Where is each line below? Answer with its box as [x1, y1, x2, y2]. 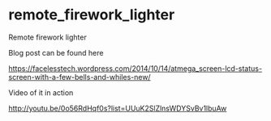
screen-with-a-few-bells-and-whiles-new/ [8, 72, 152, 81]
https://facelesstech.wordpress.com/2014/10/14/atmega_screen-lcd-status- [8, 63, 262, 73]
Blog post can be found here [8, 48, 104, 57]
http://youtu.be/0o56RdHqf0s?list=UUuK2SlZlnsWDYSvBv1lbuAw [8, 103, 227, 113]
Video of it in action [8, 87, 74, 98]
